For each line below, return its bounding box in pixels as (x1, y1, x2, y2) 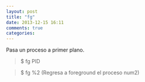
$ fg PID (20, 58, 40, 65)
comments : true (6, 25, 43, 31)
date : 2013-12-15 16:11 (6, 19, 64, 25)
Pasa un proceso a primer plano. (6, 46, 85, 53)
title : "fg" (6, 14, 35, 20)
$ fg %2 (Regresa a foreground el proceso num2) (20, 69, 140, 76)
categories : (6, 30, 35, 36)
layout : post (6, 8, 38, 15)
